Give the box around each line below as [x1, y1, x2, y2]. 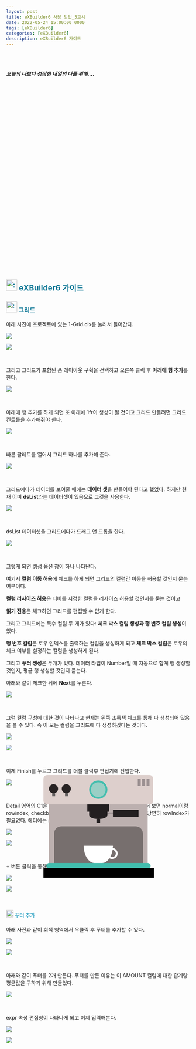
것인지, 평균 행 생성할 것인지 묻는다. [6, 666, 87, 674]
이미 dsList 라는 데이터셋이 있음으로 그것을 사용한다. [12, 493, 130, 500]
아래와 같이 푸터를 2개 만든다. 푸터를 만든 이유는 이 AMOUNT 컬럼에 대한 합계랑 [6, 972, 188, 979]
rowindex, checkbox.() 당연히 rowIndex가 [6, 809, 190, 816]
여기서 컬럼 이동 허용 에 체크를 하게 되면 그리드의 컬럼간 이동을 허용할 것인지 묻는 [6, 575, 188, 582]
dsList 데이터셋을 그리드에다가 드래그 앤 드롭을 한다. [6, 527, 125, 534]
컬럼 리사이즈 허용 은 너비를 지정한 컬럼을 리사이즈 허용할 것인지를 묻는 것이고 [6, 595, 181, 602]
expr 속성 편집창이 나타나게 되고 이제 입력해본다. [6, 1014, 117, 1021]
